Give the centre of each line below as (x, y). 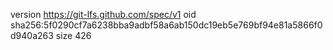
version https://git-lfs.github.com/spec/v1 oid (103, 14)
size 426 (73, 35)
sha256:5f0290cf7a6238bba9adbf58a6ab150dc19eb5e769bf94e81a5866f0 (166, 25)
